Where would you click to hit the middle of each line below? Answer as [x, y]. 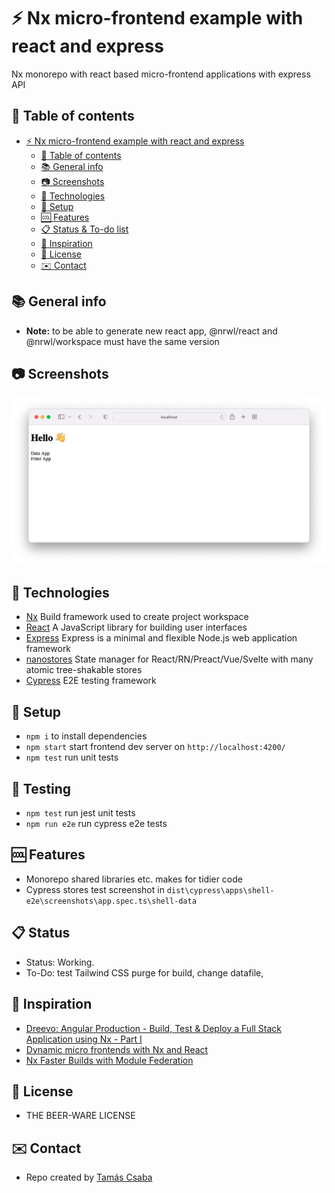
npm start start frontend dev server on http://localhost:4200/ [155, 747]
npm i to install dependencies [86, 736]
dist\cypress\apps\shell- [220, 890]
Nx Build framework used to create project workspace [137, 617]
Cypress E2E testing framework [91, 681]
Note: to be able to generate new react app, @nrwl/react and [151, 331]
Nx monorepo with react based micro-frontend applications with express [161, 74]
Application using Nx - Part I [84, 1039]
